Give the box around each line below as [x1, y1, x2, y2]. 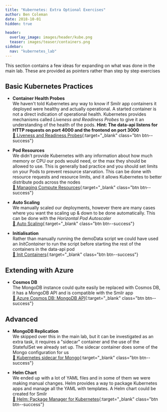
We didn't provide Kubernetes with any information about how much [12, 153, 153, 159]
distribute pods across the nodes [12, 179, 81, 185]
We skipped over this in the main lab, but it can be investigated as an [12, 334, 154, 340]
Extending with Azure [5, 266, 74, 274]
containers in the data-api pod [12, 246, 75, 252]
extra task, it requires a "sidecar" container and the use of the [12, 339, 140, 345]
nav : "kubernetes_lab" [9, 48, 57, 54]
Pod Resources [12, 148, 45, 154]
